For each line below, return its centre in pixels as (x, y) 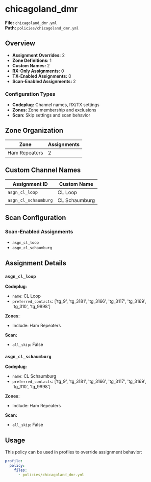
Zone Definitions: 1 (32, 60)
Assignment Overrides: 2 (38, 55)
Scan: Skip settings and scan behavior (51, 115)
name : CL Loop (26, 296)
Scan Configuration (36, 218)
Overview (20, 43)
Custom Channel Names (43, 170)
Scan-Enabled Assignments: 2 (44, 81)
